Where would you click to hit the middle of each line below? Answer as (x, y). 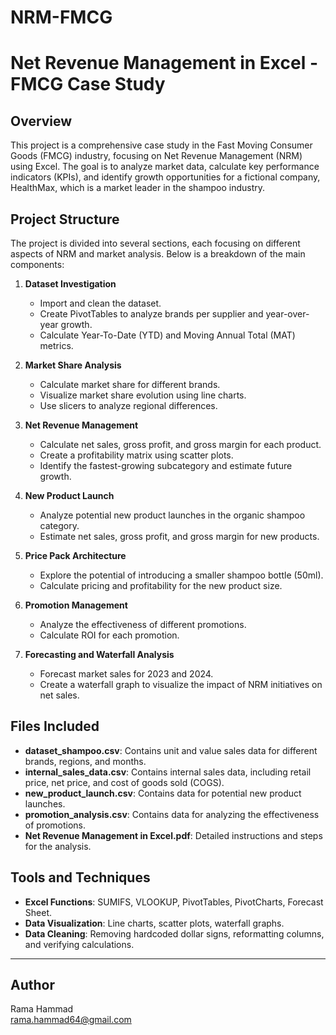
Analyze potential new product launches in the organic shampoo (172, 515)
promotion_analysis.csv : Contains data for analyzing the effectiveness (172, 814)
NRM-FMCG (61, 17)
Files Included (55, 726)
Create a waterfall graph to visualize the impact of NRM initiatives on (181, 684)
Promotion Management (76, 605)
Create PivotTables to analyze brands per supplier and (151, 314)
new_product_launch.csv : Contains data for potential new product (163, 793)
